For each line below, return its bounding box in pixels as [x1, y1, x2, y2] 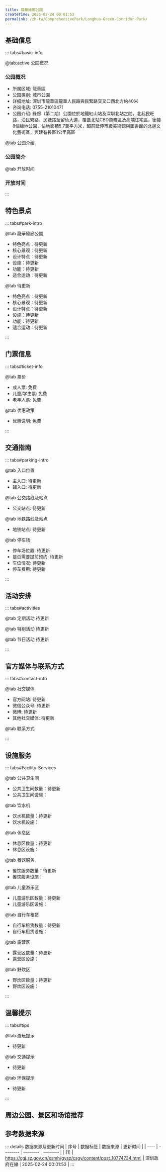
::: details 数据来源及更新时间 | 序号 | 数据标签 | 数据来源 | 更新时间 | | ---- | [5, 1143, 158, 1149]
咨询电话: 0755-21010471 [12, 104, 64, 110]
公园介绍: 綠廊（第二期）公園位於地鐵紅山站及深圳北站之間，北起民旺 [12, 110, 155, 117]
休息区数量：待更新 [12, 840, 52, 846]
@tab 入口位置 [5, 467, 35, 473]
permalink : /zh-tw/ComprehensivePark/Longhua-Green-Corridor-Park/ [5, 16, 148, 21]
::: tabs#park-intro [5, 220, 42, 226]
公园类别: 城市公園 [12, 92, 50, 98]
